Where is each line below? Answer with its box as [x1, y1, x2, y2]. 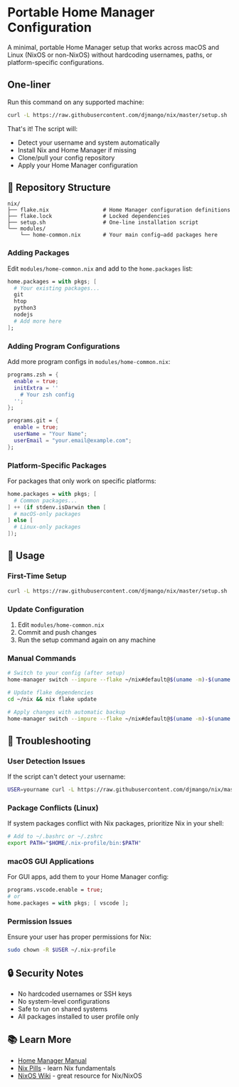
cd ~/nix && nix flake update [7, 695, 97, 702]
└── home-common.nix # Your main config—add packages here [20, 232, 218, 239]
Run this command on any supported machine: [7, 98, 144, 106]
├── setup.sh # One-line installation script [7, 219, 199, 227]
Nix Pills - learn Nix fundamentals [17, 1063, 116, 1072]
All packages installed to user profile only [17, 1012, 139, 1021]
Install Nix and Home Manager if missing [17, 145, 137, 154]
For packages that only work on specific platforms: [7, 477, 156, 485]
